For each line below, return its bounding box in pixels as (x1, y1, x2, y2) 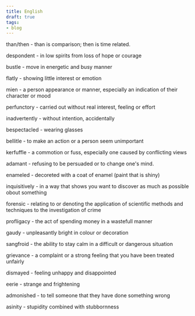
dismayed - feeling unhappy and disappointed (6, 269, 116, 276)
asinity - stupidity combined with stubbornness (6, 303, 119, 310)
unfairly (6, 258, 24, 265)
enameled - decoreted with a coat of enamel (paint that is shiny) (6, 172, 160, 179)
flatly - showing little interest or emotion (6, 75, 102, 82)
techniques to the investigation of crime (6, 207, 101, 214)
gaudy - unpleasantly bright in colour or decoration (6, 229, 129, 237)
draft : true (6, 14, 35, 20)
